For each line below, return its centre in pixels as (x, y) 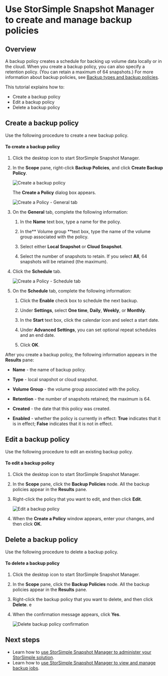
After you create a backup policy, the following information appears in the (81, 355)
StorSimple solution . (33, 657)
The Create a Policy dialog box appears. (54, 192)
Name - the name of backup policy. (49, 370)
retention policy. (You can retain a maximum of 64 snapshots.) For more (79, 72)
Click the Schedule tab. (37, 271)
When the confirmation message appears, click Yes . (66, 615)
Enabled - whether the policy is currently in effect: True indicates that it (87, 419)
